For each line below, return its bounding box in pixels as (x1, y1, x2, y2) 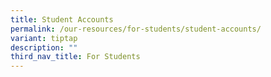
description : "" (10, 42, 78, 53)
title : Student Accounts (10, 14, 114, 25)
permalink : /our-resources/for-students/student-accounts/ (10, 24, 262, 34)
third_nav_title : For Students (10, 52, 141, 62)
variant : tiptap (10, 33, 78, 43)
